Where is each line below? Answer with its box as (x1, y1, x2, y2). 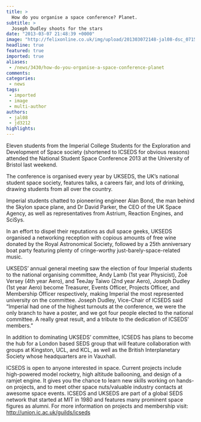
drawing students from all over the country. (6, 186, 113, 192)
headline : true (6, 42, 44, 48)
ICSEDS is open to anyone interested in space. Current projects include (6, 365, 182, 371)
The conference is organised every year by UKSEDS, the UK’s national (6, 173, 179, 180)
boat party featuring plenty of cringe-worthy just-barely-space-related (6, 247, 181, 254)
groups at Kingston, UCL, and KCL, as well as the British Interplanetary (6, 347, 181, 353)
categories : (6, 75, 36, 81)
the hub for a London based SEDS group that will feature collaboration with (6, 340, 191, 347)
